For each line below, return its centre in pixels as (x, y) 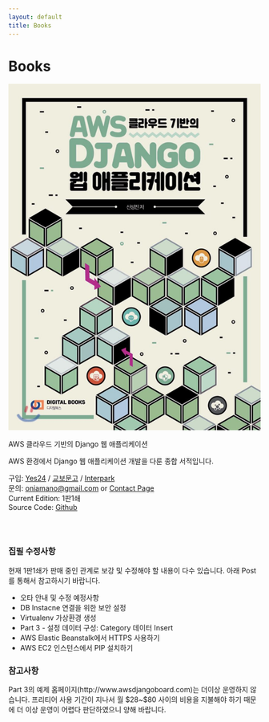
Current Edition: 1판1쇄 (45, 499)
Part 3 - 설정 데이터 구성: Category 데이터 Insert (96, 627)
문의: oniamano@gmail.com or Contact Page (81, 488)
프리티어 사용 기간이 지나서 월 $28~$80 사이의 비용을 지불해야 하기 (137, 700)
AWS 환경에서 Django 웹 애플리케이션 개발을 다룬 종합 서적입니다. (111, 461)
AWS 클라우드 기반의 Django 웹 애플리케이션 (78, 444)
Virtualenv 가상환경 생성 (58, 618)
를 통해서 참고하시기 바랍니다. (54, 580)
